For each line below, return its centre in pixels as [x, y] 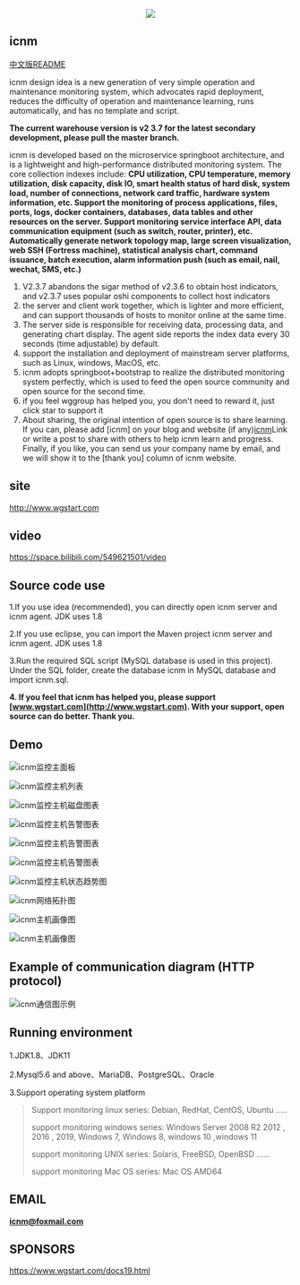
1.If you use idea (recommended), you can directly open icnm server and [143, 607]
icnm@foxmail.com [47, 1221]
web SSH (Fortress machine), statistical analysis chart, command [133, 250]
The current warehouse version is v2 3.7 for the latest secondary [133, 128]
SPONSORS [43, 1249]
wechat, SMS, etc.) [46, 269]
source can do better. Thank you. [73, 716]
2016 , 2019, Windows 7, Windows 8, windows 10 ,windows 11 [144, 1136]
